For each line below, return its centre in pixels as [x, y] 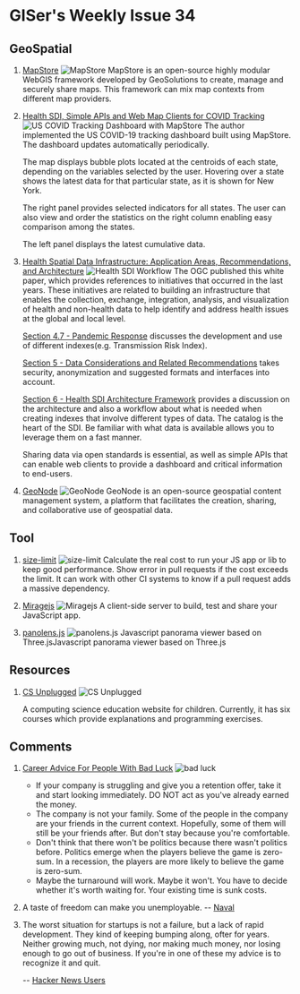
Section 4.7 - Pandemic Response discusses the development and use [152, 336]
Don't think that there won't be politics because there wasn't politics [162, 843]
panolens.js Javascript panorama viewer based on [142, 632]
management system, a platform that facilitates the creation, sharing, [149, 501]
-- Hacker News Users [64, 981]
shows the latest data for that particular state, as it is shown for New [148, 181]
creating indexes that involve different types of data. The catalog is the [153, 418]
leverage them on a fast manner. [82, 437]
